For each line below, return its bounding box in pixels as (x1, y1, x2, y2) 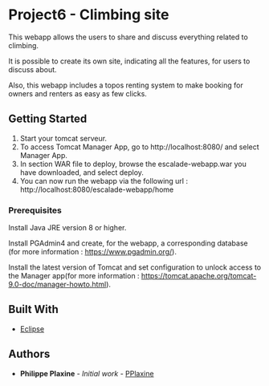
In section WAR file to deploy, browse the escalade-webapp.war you (19, 159, 247, 169)
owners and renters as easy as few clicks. (8, 88, 147, 98)
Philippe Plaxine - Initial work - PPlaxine (19, 368, 154, 378)
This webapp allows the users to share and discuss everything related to (8, 32, 249, 42)
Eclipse (19, 323, 45, 334)
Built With (8, 303, 59, 316)
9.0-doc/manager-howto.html (8, 279, 107, 290)
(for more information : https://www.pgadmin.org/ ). (8, 247, 177, 257)
